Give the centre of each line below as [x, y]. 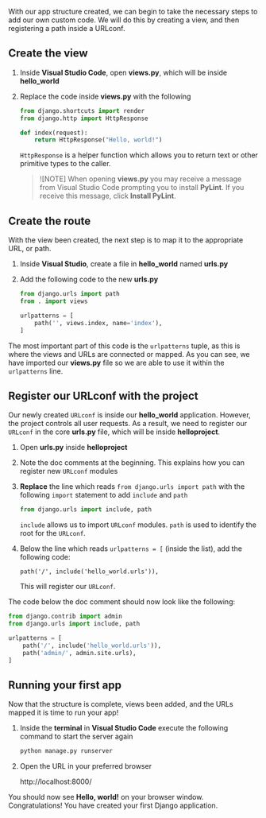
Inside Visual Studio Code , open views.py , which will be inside [123, 72]
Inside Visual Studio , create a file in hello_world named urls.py [124, 264]
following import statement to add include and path [104, 495]
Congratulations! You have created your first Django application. [113, 805]
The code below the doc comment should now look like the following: [122, 602]
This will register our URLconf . [67, 587]
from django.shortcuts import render [82, 110]
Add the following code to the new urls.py [89, 279]
